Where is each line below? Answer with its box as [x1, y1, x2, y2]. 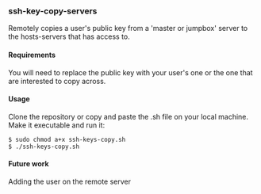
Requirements [8, 50, 56, 59]
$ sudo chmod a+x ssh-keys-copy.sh [8, 135, 126, 143]
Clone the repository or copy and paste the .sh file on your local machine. [8, 112, 248, 121]
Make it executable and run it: [8, 120, 106, 130]
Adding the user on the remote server [8, 177, 132, 186]
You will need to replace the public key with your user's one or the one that [8, 67, 253, 77]
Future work [8, 159, 49, 169]
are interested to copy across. [8, 76, 106, 86]
